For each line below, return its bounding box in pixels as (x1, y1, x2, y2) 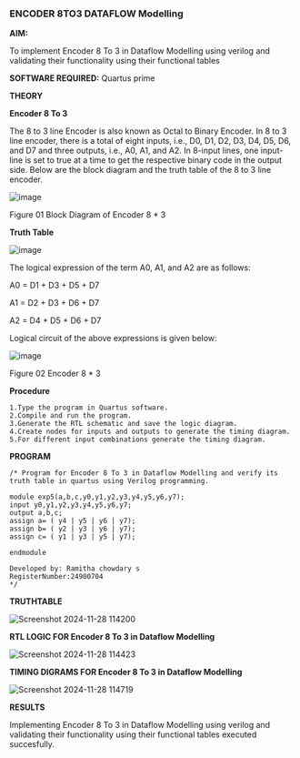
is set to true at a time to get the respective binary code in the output (25, 155, 283, 166)
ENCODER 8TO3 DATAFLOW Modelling (9, 7, 184, 20)
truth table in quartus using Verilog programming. (9, 477, 209, 486)
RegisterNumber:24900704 (9, 572, 104, 581)
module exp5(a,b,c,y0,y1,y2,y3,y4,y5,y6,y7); (9, 492, 185, 502)
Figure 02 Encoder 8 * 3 (9, 368, 102, 379)
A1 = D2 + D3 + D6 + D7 (9, 298, 100, 308)
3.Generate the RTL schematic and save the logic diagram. (9, 419, 238, 429)
